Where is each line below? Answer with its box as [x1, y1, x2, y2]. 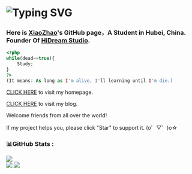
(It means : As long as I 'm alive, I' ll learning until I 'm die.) [6, 78, 173, 84]
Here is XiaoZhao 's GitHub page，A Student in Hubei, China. [6, 29, 186, 37]
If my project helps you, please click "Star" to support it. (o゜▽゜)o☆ [6, 124, 178, 131]
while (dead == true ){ [6, 56, 55, 62]
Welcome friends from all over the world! [6, 111, 107, 119]
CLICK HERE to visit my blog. [6, 100, 78, 107]
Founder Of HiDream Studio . [6, 36, 91, 45]
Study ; [17, 61, 34, 67]
